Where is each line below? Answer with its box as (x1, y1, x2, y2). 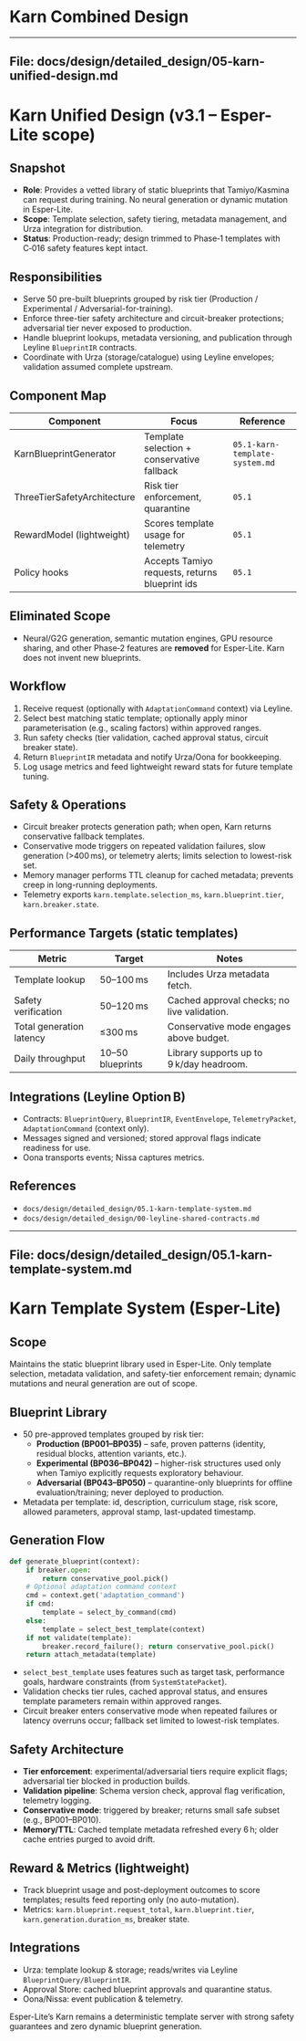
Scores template (144, 517, 214, 529)
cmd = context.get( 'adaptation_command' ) (25, 1591, 185, 1600)
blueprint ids (144, 577, 199, 590)
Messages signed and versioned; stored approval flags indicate (22, 1133, 261, 1144)
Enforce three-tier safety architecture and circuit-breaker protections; (22, 313, 284, 324)
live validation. (167, 1006, 229, 1019)
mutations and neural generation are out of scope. (9, 1378, 198, 1389)
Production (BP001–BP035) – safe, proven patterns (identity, (36, 1439, 266, 1450)
